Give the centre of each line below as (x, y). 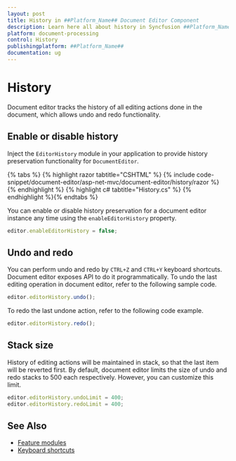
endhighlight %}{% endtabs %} (53, 196)
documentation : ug (34, 53)
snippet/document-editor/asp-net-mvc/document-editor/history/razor (108, 182)
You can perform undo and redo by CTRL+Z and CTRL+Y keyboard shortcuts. (115, 269)
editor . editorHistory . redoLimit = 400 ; (66, 404)
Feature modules (42, 443)
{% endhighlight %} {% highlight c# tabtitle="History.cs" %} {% (99, 189)
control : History (33, 40)
